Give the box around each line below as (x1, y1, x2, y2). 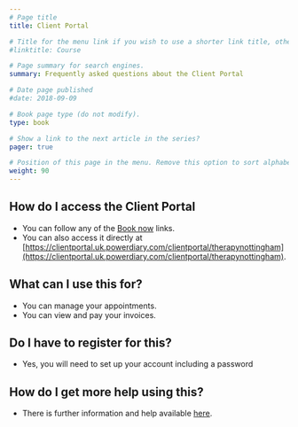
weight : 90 (9, 167, 50, 175)
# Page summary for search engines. (9, 61, 145, 71)
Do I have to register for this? (9, 336, 172, 351)
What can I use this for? (9, 276, 144, 292)
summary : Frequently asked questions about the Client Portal (9, 70, 244, 79)
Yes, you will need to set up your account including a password (21, 359, 254, 369)
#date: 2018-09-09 (9, 94, 77, 103)
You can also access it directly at (21, 232, 144, 243)
